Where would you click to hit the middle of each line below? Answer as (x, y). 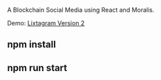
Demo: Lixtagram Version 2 (46, 23)
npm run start (37, 68)
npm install (32, 45)
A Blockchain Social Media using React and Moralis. (81, 10)
